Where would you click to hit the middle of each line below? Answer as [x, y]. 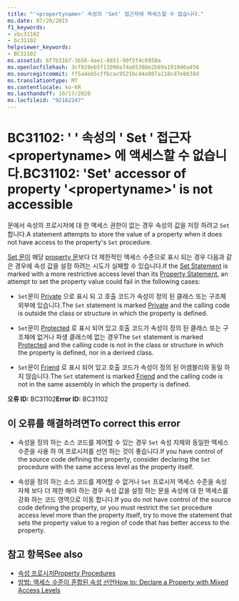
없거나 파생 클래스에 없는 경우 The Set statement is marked [120, 337]
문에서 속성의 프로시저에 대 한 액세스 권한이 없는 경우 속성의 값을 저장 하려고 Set [118, 225]
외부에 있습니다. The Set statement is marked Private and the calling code [124, 305]
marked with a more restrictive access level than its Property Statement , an [118, 274]
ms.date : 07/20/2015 [38, 21]
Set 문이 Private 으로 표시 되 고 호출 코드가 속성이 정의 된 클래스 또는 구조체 [122, 296]
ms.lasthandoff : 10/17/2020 [49, 94]
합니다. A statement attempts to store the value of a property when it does [115, 234]
